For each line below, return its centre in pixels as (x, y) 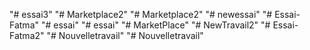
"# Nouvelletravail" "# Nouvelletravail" (125, 35)
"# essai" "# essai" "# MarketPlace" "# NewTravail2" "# (155, 25)
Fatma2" (27, 35)
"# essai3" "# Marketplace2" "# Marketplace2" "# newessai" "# (141, 14)
